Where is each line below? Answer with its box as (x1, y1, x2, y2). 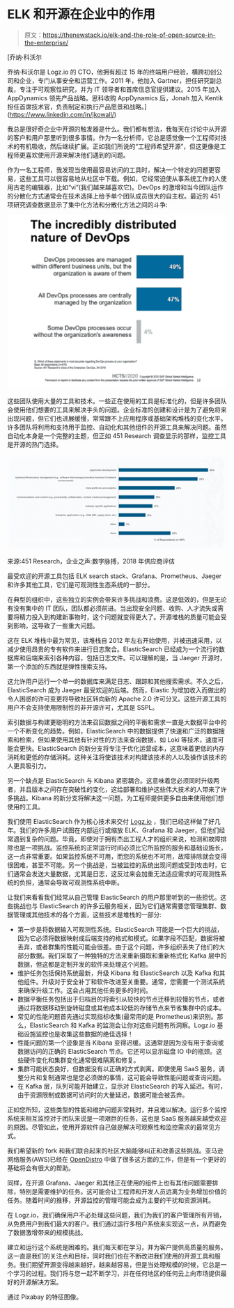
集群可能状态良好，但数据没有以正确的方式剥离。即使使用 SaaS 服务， (17, 1064, 219, 1073)
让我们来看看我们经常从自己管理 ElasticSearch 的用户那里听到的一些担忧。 (7, 893, 221, 901)
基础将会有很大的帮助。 (7, 1164, 75, 1172)
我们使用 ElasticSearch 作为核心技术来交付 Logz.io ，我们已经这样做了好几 (7, 817, 221, 825)
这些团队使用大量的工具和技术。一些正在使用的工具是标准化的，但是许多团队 (7, 397, 227, 405)
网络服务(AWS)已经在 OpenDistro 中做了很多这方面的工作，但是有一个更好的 (7, 1155, 226, 1163)
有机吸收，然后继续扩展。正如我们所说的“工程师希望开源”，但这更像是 (19, 142, 221, 150)
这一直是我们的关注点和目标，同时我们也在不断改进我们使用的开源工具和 (7, 1252, 214, 1260)
